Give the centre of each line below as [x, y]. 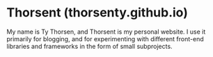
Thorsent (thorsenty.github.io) [97, 13]
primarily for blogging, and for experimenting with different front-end [105, 38]
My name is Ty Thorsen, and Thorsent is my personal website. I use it [106, 32]
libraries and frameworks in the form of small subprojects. [89, 46]
